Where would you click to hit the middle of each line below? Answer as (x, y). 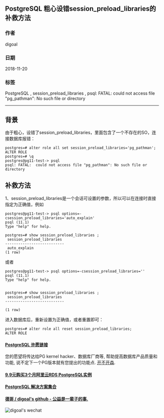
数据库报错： (22, 139)
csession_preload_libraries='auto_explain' (50, 218)
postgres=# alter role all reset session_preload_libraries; (69, 329)
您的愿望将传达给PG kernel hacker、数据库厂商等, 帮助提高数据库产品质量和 (81, 356)
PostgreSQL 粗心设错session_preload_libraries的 (81, 9)
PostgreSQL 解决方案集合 (31, 387)
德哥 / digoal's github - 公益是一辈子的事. (47, 399)
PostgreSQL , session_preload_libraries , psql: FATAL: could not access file (80, 93)
